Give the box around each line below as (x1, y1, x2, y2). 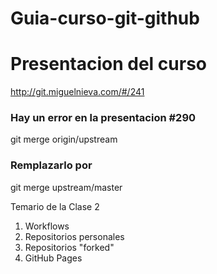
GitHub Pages (24, 252, 83, 264)
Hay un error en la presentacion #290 (10, 111, 197, 125)
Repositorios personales (24, 230, 125, 242)
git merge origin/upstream (10, 133, 118, 146)
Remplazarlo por (10, 158, 93, 172)
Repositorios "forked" (24, 241, 115, 253)
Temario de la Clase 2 (10, 200, 100, 212)
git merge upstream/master (10, 181, 123, 193)
